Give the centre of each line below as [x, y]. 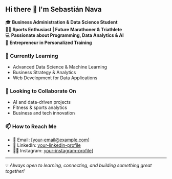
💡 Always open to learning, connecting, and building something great [79, 165]
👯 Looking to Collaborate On [41, 91]
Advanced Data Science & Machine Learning [60, 67]
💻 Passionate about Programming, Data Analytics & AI [64, 35]
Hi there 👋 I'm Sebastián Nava [53, 9]
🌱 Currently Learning [32, 56]
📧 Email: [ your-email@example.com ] [51, 140]
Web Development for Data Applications [55, 78]
